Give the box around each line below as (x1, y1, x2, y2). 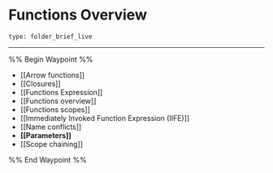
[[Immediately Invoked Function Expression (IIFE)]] (19, 113, 190, 123)
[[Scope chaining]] (19, 139, 84, 149)
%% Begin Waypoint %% (8, 54, 93, 64)
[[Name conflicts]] (19, 122, 82, 132)
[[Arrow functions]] (19, 70, 85, 80)
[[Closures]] (19, 79, 61, 89)
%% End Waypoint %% (8, 154, 87, 164)
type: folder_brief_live (8, 32, 93, 41)
